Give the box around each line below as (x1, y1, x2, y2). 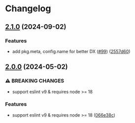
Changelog (5, 3, 51, 14)
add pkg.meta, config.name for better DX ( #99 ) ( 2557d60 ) (12, 48, 131, 54)
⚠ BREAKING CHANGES (5, 77, 65, 84)
